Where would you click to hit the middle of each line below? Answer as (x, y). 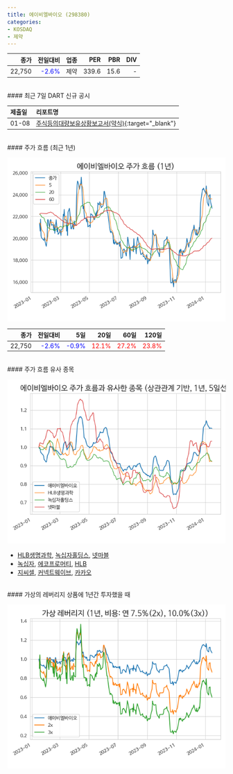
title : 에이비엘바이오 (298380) (49, 15)
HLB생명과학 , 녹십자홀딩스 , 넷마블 (63, 555)
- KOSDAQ (20, 29)
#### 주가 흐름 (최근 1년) (42, 147)
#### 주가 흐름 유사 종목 (41, 369)
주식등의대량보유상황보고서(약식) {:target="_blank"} (106, 123)
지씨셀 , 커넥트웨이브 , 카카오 (54, 572)
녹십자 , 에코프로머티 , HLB (52, 564)
